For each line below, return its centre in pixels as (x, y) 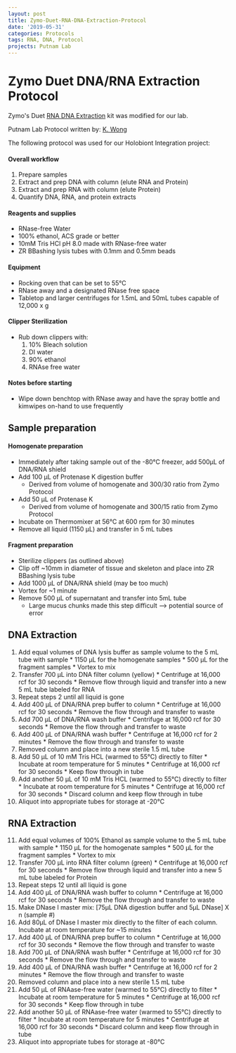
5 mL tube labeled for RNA (57, 689)
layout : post (27, 14)
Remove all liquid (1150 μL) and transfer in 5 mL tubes (95, 529)
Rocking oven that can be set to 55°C (72, 283)
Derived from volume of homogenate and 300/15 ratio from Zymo (123, 506)
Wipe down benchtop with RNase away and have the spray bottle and (119, 399)
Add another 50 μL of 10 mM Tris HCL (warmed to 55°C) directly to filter (122, 779)
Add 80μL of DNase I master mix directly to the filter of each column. (118, 922)
